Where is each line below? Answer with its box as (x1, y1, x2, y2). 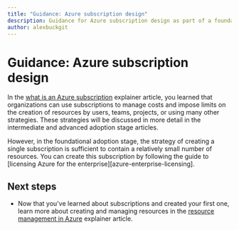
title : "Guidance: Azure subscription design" (7, 10, 148, 18)
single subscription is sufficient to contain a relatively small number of (7, 145, 212, 153)
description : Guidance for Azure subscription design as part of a (7, 17, 212, 24)
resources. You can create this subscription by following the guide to (7, 152, 209, 161)
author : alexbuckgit (7, 23, 69, 31)
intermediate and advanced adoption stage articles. (7, 123, 159, 132)
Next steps (7, 180, 57, 192)
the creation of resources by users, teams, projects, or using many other (7, 108, 220, 117)
